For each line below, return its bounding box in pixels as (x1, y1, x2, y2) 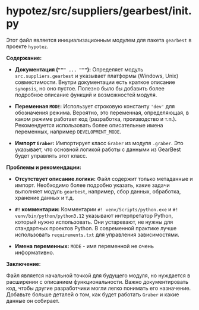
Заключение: (6, 260, 41, 267)
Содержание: (6, 54, 42, 61)
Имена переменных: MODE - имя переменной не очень (14, 242, 154, 249)
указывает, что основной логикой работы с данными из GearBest (14, 146, 181, 153)
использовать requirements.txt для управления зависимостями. (14, 231, 179, 238)
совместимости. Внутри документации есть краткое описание (14, 79, 175, 86)
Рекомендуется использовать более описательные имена (14, 121, 163, 129)
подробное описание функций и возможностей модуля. (14, 91, 157, 98)
